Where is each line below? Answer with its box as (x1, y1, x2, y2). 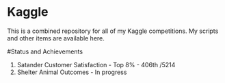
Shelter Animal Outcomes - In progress (16, 68, 127, 76)
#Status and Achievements (7, 47, 83, 56)
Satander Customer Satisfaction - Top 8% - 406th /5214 (16, 60, 176, 69)
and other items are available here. (7, 34, 105, 42)
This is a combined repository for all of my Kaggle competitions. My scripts (7, 27, 219, 35)
